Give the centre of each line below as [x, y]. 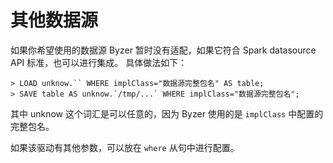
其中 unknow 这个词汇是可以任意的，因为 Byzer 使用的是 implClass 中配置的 [167, 113]
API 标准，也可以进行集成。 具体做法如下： [99, 62]
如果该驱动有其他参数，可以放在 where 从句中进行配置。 [125, 147]
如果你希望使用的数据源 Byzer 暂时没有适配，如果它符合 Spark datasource [163, 50]
